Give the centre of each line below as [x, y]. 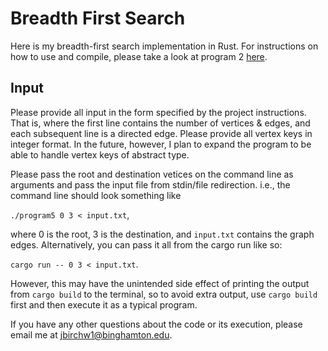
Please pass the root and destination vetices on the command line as [152, 174]
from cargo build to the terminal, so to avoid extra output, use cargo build [164, 294]
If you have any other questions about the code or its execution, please [156, 324]
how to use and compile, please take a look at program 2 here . [139, 56]
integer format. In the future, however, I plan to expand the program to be [161, 144]
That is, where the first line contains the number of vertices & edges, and [160, 123]
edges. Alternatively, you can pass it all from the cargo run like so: [146, 244]
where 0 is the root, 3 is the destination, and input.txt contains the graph [162, 234]
